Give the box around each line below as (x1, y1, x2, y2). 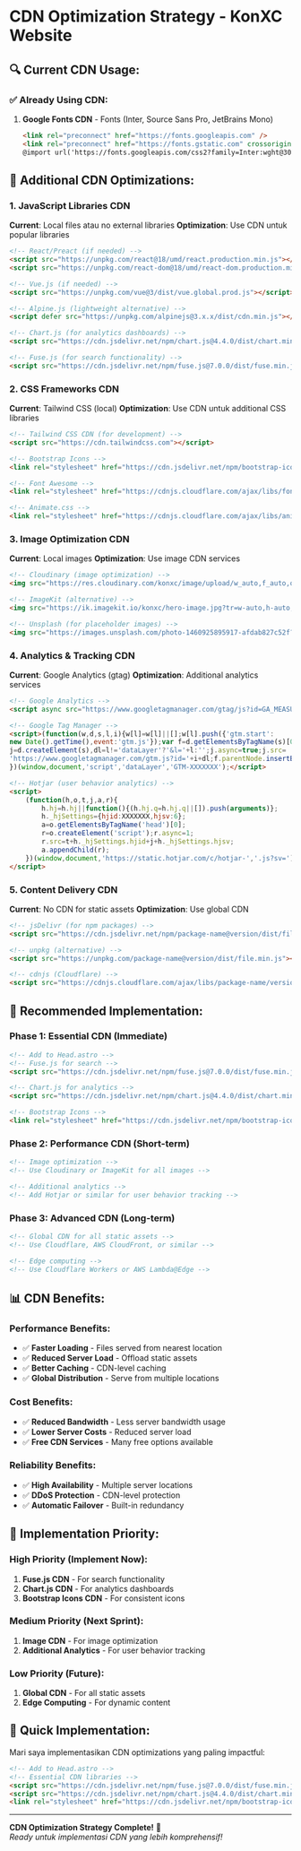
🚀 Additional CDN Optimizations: (9, 172, 194, 187)
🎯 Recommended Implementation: (9, 1003, 203, 1018)
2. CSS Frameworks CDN (9, 383, 119, 395)
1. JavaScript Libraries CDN (9, 199, 131, 212)
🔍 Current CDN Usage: (9, 62, 141, 77)
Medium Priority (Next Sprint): (9, 1615, 144, 1628)
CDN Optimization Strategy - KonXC (9, 6, 283, 27)
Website (9, 25, 73, 46)
